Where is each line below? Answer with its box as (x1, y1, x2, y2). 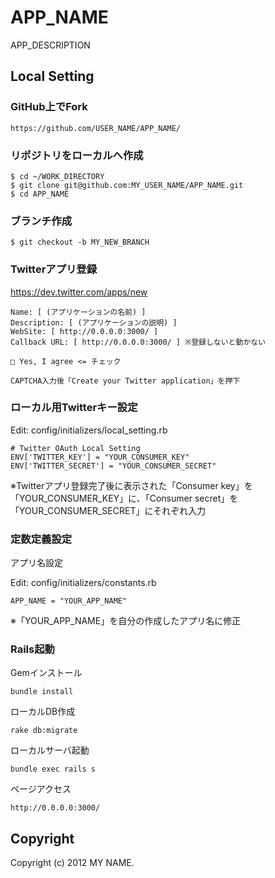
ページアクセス (10, 783, 72, 795)
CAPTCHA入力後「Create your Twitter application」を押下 (10, 376, 241, 386)
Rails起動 (10, 642, 55, 656)
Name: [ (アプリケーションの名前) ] (10, 307, 147, 317)
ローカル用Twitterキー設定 (10, 401, 138, 415)
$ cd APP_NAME (10, 189, 70, 199)
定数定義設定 (10, 532, 73, 546)
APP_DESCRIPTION (10, 39, 91, 51)
